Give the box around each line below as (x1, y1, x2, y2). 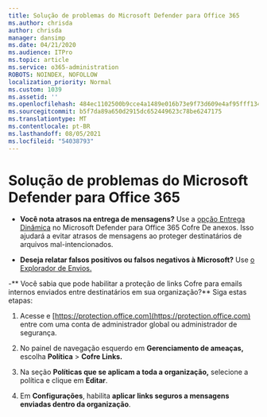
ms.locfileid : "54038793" (8, 137, 94, 145)
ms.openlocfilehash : (8, 100, 77, 108)
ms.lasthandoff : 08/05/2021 (8, 129, 102, 137)
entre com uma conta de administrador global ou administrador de (19, 319, 238, 330)
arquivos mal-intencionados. (19, 240, 114, 249)
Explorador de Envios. (19, 264, 92, 273)
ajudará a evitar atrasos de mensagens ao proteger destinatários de (19, 231, 242, 241)
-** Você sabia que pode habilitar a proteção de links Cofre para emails (8, 279, 242, 288)
